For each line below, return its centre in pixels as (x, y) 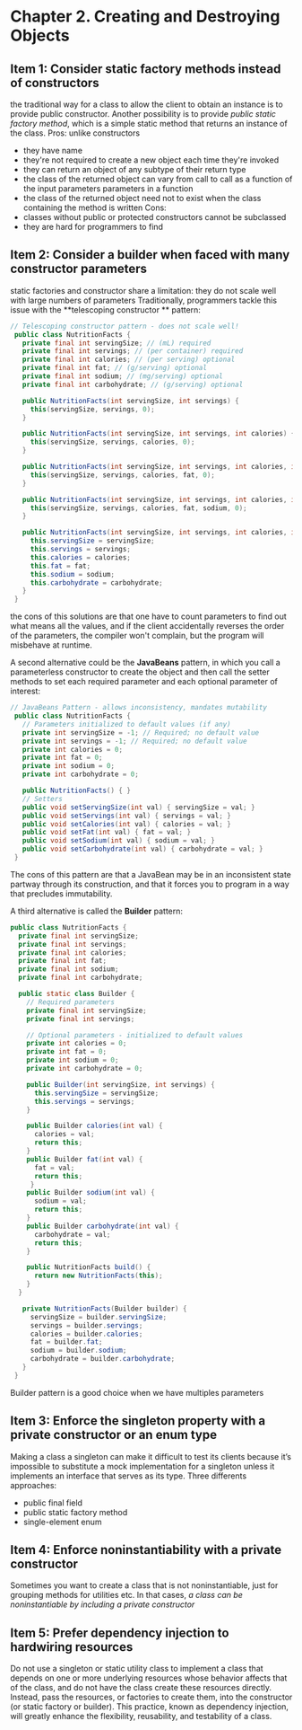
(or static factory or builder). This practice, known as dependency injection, (150, 1707)
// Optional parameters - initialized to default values (135, 1035)
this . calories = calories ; (80, 557)
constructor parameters (78, 269)
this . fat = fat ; (60, 566)
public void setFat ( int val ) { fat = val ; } (107, 833)
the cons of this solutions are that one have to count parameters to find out (149, 616)
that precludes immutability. (61, 893)
